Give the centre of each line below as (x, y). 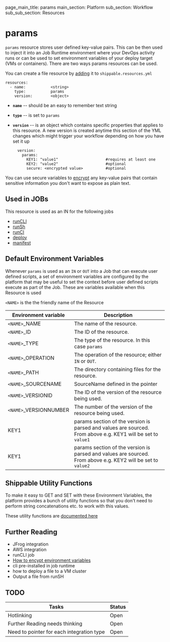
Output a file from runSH (38, 576)
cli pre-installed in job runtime (44, 566)
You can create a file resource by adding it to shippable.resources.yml (79, 73)
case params (88, 346)
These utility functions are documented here (52, 516)
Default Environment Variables (55, 259)
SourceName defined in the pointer (116, 384)
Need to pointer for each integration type (56, 632)
